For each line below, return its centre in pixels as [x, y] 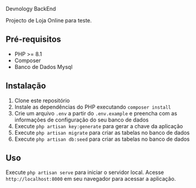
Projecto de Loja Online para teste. [49, 20]
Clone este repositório [42, 100]
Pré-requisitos [34, 40]
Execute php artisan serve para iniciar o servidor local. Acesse [85, 172]
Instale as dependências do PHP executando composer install [93, 107]
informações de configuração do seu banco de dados [81, 120]
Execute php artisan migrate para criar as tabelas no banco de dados [102, 132]
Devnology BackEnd [31, 9]
